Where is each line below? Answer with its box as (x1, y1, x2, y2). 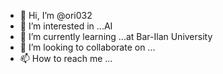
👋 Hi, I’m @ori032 (19, 10, 93, 21)
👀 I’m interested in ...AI (19, 20, 113, 32)
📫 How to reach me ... (19, 53, 113, 64)
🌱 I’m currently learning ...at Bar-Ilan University (19, 31, 213, 42)
